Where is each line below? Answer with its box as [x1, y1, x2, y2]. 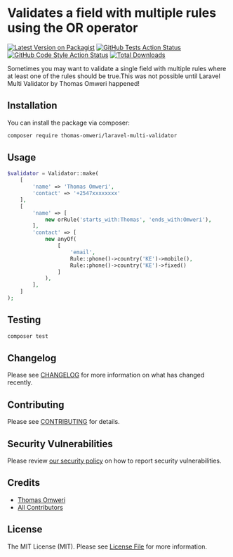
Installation [7, 100, 58, 112]
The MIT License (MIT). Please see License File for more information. [7, 542, 207, 551]
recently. [7, 378, 33, 387]
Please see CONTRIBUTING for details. [7, 418, 121, 426]
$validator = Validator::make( [7, 170, 99, 177]
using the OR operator [7, 20, 138, 36]
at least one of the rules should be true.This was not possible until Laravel [7, 72, 221, 80]
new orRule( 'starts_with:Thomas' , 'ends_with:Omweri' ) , [44, 216, 212, 223]
